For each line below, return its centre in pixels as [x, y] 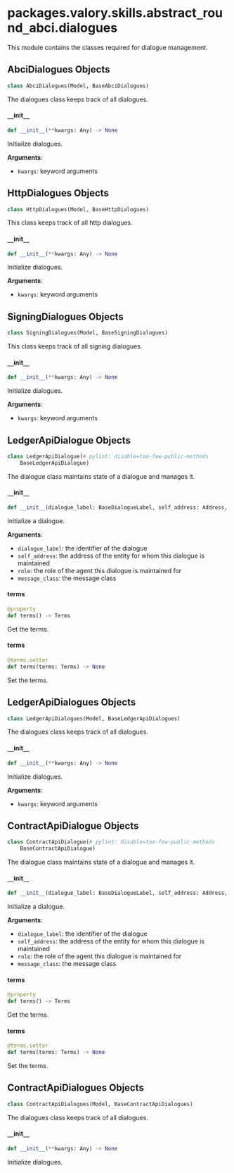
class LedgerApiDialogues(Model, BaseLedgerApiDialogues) [94, 719]
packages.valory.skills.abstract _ [105, 13]
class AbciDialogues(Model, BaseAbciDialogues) [78, 86]
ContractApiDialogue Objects [73, 826]
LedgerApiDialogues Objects [72, 702]
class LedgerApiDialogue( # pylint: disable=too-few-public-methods [108, 457]
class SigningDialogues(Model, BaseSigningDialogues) [88, 333]
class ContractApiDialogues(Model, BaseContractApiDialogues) [100, 1104]
